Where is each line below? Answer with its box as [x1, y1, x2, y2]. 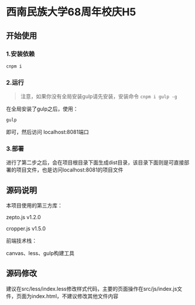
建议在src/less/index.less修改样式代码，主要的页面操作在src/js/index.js [6, 285, 177, 292]
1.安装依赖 [6, 49, 35, 58]
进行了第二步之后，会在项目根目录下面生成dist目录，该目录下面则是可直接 [6, 159, 184, 166]
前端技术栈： [6, 237, 37, 244]
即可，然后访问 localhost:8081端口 [6, 128, 89, 135]
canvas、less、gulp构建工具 [6, 250, 75, 257]
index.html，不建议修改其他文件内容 [31, 292, 119, 300]
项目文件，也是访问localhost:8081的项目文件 [16, 166, 124, 173]
